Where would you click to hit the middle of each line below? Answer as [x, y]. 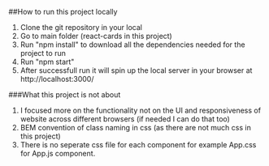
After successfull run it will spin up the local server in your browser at [136, 70]
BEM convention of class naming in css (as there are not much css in [136, 128]
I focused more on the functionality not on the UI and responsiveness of [141, 110]
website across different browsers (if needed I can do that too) [125, 119]
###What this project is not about [65, 95]
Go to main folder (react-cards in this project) [96, 36]
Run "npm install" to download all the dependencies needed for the [132, 45]
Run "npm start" [47, 62]
